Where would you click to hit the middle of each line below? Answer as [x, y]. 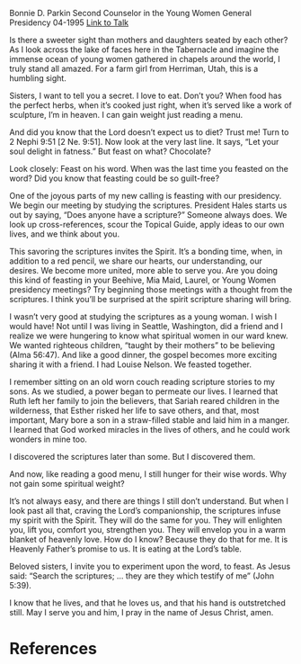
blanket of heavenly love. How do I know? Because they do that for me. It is [149, 539]
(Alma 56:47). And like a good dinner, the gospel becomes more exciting [143, 355]
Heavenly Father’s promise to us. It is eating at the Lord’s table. [126, 549]
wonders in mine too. [49, 439]
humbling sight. [38, 78]
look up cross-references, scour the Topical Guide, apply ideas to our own [147, 224]
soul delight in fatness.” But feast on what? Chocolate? [110, 151]
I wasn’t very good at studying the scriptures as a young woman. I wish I [143, 317]
